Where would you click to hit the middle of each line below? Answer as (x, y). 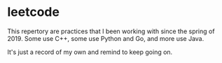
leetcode (33, 12)
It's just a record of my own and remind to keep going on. (90, 52)
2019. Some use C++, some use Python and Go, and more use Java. (106, 38)
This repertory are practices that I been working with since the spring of (111, 31)
